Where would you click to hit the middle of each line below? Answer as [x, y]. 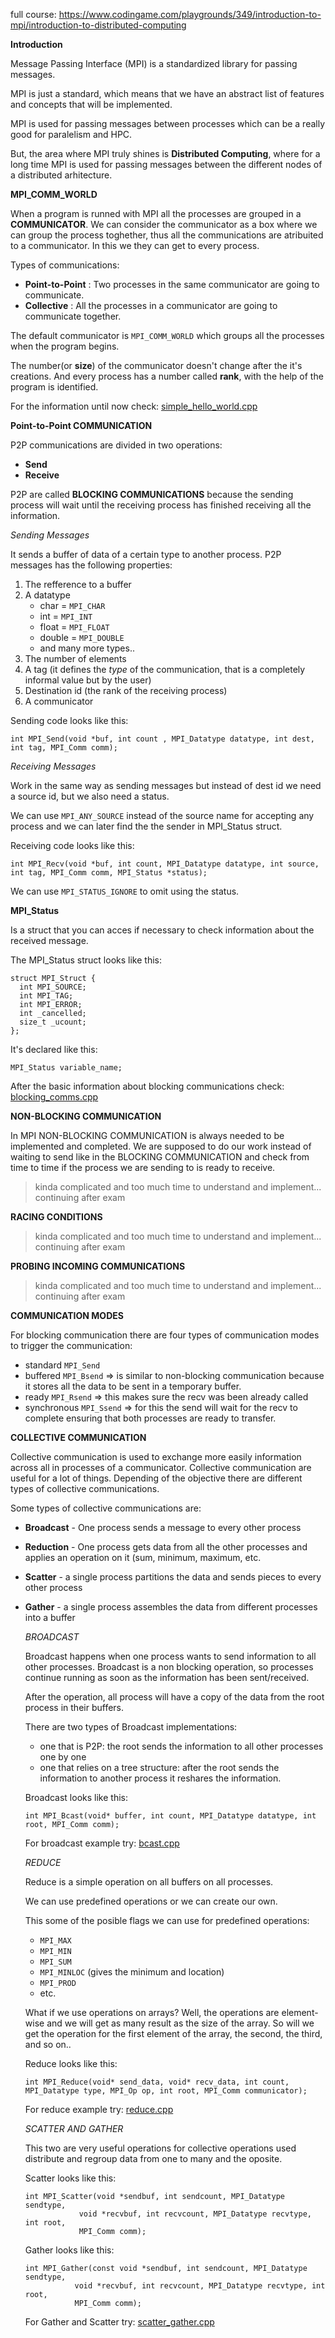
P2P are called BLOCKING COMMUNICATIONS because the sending [152, 494]
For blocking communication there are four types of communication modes [165, 1335]
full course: [33, 14]
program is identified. [54, 387]
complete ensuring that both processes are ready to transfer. [150, 1418]
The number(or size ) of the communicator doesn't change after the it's [156, 365]
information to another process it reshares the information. [160, 1778]
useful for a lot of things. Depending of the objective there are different [156, 1478]
